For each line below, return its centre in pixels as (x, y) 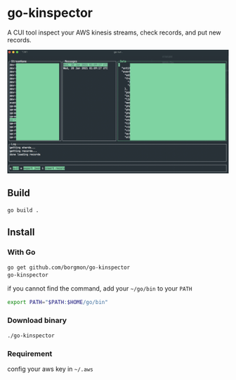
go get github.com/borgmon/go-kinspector (69, 268)
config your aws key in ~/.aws (50, 369)
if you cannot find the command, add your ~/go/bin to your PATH (100, 289)
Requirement (30, 354)
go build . (23, 210)
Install (21, 233)
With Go (21, 252)
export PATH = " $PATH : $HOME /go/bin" (58, 303)
